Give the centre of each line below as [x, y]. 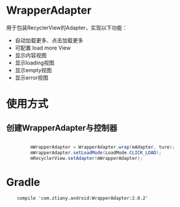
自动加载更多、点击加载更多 [49, 40]
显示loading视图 [35, 63]
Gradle [23, 182]
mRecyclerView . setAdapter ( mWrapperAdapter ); [87, 158]
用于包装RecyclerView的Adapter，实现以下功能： [67, 27]
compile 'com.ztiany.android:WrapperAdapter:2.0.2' [83, 198]
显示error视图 [32, 78]
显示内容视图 [30, 55]
